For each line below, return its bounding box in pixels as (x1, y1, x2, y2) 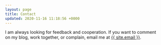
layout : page (5, 7, 32, 12)
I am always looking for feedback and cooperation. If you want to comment (5, 30, 157, 35)
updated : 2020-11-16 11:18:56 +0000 (5, 16, 80, 21)
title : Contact (5, 12, 36, 16)
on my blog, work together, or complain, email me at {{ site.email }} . (5, 34, 141, 40)
